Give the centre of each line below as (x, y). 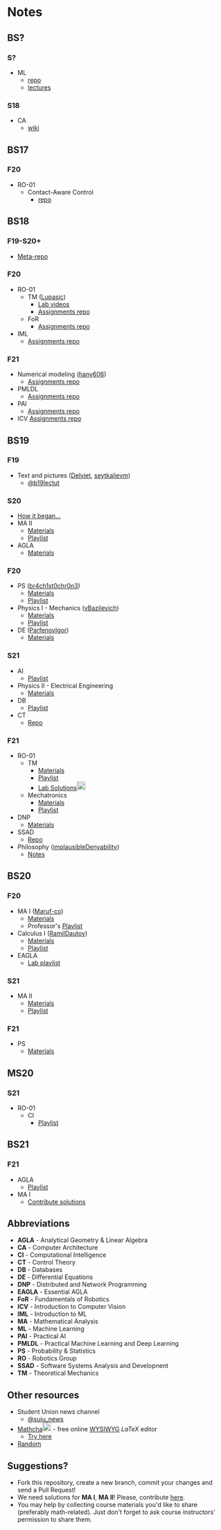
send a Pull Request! (46, 1490)
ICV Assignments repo (49, 418)
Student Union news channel (59, 1412)
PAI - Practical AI (42, 1336)
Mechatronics (47, 795)
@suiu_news (45, 1419)
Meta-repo (33, 256)
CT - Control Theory (46, 1262)
